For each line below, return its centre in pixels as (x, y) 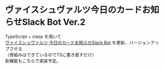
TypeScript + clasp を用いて (33, 36)
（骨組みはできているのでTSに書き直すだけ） (51, 54)
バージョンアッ (144, 42)
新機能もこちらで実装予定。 (33, 61)
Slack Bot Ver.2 (54, 22)
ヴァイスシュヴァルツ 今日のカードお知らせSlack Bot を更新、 (67, 42)
